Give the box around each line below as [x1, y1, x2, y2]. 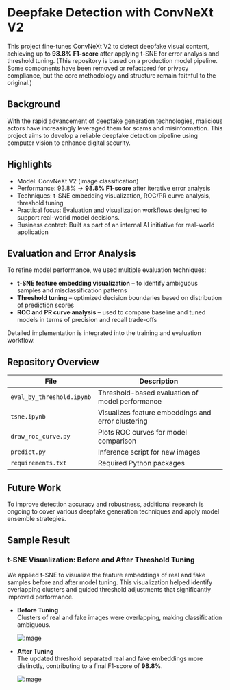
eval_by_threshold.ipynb [10, 393, 92, 401]
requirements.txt [10, 459, 67, 468]
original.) [7, 78, 32, 87]
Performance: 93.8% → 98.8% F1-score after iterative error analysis [16, 184, 211, 192]
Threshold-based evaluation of [98, 388, 199, 398]
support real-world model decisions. [16, 213, 120, 221]
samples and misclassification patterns [16, 286, 127, 295]
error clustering [98, 417, 149, 426]
